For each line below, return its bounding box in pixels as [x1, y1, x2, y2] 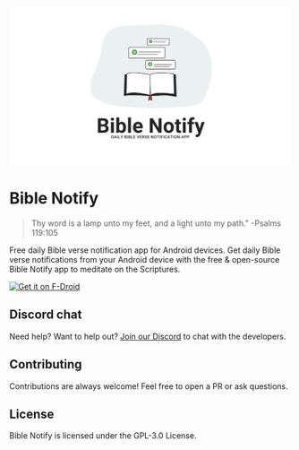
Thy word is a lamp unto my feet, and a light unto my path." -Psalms [30, 218, 282, 229]
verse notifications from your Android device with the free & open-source [9, 254, 280, 264]
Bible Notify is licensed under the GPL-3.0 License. [9, 430, 197, 441]
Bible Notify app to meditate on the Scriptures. [9, 264, 181, 274]
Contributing [9, 357, 82, 372]
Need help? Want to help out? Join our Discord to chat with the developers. [9, 331, 286, 342]
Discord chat [9, 307, 82, 323]
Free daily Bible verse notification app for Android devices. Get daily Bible [9, 245, 281, 255]
